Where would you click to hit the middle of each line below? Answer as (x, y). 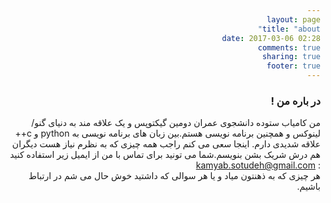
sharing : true (291, 57)
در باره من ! (295, 101)
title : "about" (289, 29)
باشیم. (308, 187)
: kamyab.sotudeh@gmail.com (258, 165)
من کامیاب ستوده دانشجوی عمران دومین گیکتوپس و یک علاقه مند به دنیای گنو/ (176, 123)
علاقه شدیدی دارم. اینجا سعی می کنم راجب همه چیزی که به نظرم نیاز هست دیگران (166, 144)
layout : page (293, 19)
